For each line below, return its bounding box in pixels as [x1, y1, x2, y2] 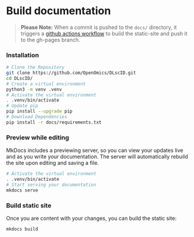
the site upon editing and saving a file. [6, 160, 99, 167]
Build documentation [6, 4, 111, 18]
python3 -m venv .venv [6, 86, 62, 92]
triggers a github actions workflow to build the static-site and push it [20, 30, 187, 37]
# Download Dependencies [6, 114, 67, 120]
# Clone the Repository [6, 64, 65, 70]
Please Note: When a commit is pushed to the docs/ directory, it [20, 24, 177, 31]
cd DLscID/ [6, 75, 33, 81]
